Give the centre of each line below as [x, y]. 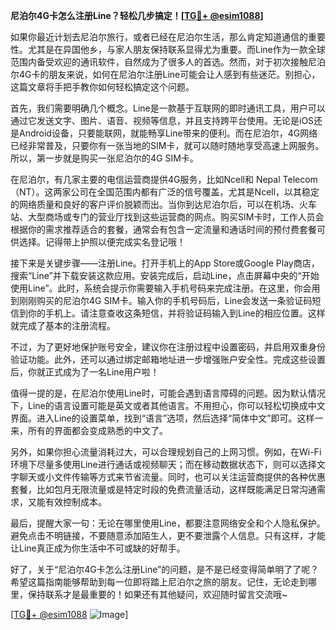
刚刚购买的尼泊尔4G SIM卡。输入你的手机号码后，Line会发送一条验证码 [165, 300]
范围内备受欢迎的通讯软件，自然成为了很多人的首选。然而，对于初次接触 [159, 62]
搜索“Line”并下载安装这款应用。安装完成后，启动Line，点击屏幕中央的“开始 [165, 275]
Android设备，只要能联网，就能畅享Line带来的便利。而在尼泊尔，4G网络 [168, 133]
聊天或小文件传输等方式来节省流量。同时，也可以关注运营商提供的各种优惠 [172, 477]
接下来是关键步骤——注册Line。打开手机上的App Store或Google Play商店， [165, 263]
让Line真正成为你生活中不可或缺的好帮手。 [98, 548]
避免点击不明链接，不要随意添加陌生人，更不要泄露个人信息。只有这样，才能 [168, 535]
